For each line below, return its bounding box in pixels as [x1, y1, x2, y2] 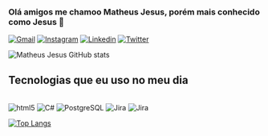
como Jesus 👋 [8, 16, 64, 27]
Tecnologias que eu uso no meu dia [8, 73, 189, 86]
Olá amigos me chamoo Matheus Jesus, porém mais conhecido [8, 6, 261, 18]
